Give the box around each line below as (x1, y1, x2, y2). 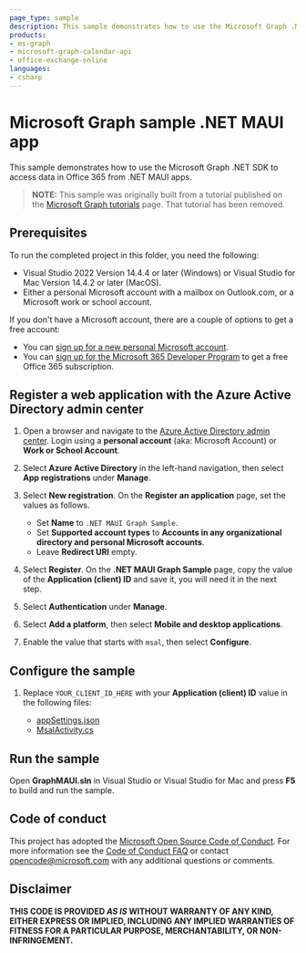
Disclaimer (9, 882, 72, 897)
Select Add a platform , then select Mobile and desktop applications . (22, 619, 283, 630)
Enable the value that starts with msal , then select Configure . (22, 636, 252, 648)
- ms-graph (9, 38, 51, 48)
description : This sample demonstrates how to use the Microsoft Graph (9, 22, 287, 31)
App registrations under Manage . (22, 472, 151, 484)
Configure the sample (9, 663, 136, 678)
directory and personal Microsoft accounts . (36, 537, 205, 548)
